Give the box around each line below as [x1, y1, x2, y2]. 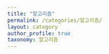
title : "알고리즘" [7, 10, 56, 18]
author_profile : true [7, 29, 71, 37]
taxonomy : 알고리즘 [7, 36, 58, 43]
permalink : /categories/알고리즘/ [7, 17, 103, 24]
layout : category [7, 23, 58, 30]
